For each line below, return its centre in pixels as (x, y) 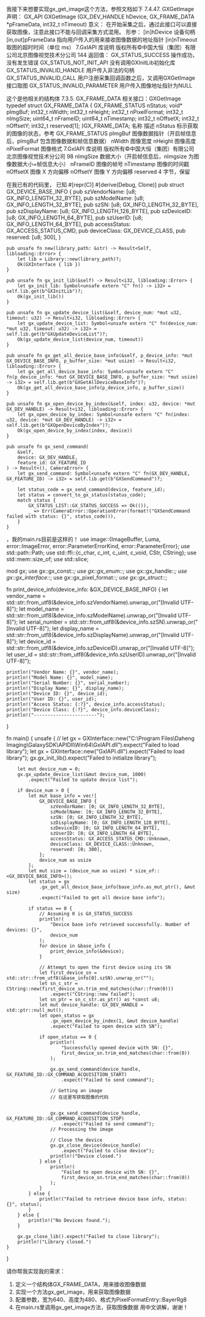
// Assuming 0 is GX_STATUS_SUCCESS (86, 914)
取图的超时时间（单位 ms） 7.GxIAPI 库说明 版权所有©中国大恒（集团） (96, 47)
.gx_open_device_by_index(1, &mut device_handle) (114, 1021)
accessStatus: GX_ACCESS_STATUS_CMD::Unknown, (110, 839)
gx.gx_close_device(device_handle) (95, 1145)
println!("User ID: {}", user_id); (52, 699)
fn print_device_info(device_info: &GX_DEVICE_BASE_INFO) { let (87, 589)
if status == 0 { (50, 908)
